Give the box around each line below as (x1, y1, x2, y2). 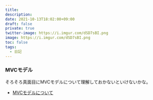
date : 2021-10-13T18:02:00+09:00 (5, 16, 75, 21)
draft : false (5, 21, 32, 26)
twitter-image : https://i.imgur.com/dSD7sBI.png (5, 30, 108, 35)
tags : (5, 44, 16, 49)
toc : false (5, 40, 28, 45)
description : (5, 12, 32, 17)
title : (5, 7, 19, 12)
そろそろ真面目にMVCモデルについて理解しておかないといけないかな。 (5, 78, 151, 85)
